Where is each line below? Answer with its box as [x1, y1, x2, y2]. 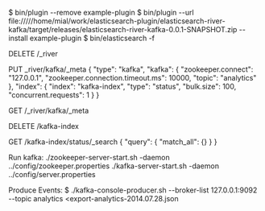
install [8, 33, 28, 43]
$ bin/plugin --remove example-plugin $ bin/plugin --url [8, 8, 195, 17]
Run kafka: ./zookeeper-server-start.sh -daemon [8, 153, 171, 162]
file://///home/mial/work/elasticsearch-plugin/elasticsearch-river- [8, 16, 226, 26]
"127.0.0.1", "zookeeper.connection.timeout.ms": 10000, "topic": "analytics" [8, 73, 257, 82]
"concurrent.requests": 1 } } [8, 90, 100, 100]
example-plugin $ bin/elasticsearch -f [29, 33, 155, 43]
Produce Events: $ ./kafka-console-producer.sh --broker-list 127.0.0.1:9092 [8, 185, 258, 195]
